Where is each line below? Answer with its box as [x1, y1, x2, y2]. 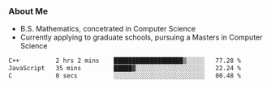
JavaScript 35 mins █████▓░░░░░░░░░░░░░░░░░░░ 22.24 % [8, 65, 242, 73]
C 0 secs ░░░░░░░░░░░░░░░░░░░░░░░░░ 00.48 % [8, 72, 242, 80]
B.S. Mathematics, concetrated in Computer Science [19, 24, 196, 34]
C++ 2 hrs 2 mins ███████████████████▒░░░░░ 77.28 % [8, 57, 242, 65]
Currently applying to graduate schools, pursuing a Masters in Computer [19, 32, 263, 42]
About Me [8, 6, 49, 17]
